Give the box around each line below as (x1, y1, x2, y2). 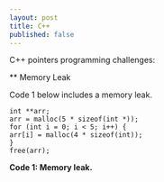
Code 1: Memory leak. (9, 162, 93, 173)
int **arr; (9, 107, 50, 116)
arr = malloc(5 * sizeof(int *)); (9, 114, 140, 124)
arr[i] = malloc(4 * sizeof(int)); (9, 131, 143, 140)
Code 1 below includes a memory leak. (9, 89, 153, 100)
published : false (9, 30, 75, 39)
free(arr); (9, 146, 50, 156)
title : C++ (9, 22, 50, 31)
